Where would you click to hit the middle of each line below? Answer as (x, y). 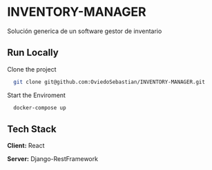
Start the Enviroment (36, 95)
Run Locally (33, 53)
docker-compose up (40, 107)
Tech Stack (32, 129)
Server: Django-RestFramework (53, 159)
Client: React (26, 146)
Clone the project (32, 69)
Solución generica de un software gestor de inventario (85, 31)
